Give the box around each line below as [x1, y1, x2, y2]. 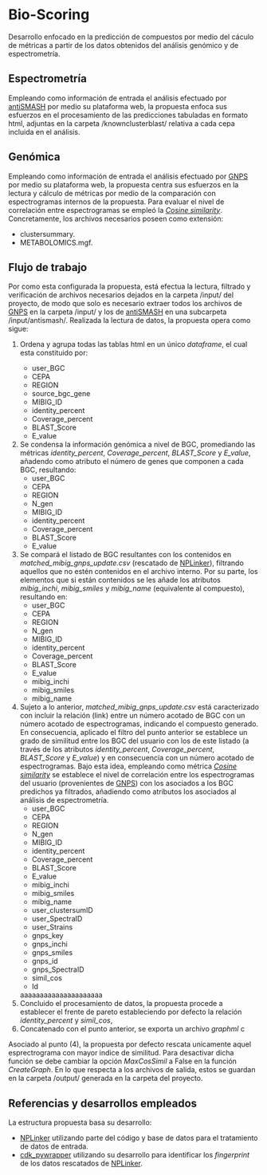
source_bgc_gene [31, 389, 91, 399]
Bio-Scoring [8, 6, 90, 24]
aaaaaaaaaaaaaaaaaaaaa [19, 990, 103, 1000]
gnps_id [31, 957, 58, 966]
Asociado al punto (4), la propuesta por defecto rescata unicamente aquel [8, 1039, 252, 1049]
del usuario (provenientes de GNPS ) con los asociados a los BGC [19, 779, 234, 788]
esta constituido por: [19, 348, 88, 358]
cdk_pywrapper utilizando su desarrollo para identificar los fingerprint [19, 1150, 249, 1160]
